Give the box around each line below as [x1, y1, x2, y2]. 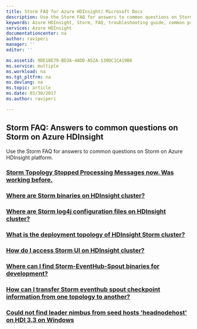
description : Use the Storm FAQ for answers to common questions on [6, 14, 177, 20]
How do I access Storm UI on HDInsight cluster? [6, 247, 145, 255]
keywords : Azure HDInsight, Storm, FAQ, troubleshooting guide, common [6, 19, 185, 25]
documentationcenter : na [6, 31, 67, 36]
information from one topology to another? [6, 293, 130, 301]
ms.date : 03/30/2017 [6, 91, 57, 97]
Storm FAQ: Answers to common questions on [6, 123, 178, 133]
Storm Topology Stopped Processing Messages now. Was [6, 168, 174, 177]
